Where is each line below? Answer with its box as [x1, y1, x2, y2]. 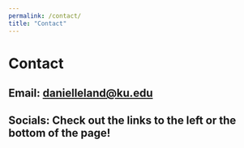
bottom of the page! [8, 126, 111, 140]
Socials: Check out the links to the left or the [8, 114, 237, 128]
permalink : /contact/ [8, 11, 82, 20]
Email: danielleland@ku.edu [8, 87, 153, 100]
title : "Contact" [8, 19, 67, 27]
